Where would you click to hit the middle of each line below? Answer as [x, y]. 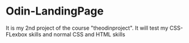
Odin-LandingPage [55, 11]
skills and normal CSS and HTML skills [77, 34]
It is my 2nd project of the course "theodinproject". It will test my [87, 28]
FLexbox [17, 34]
